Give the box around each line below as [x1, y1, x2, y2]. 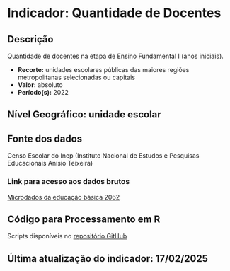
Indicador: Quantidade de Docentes [7, 5, 222, 21]
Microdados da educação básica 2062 [7, 192, 120, 201]
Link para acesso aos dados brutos [7, 177, 130, 187]
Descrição [7, 33, 54, 45]
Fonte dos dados [7, 132, 83, 144]
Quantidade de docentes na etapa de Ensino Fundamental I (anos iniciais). [7, 52, 224, 60]
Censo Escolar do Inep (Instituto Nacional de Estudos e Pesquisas [7, 151, 200, 160]
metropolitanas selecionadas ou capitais [17, 73, 136, 81]
